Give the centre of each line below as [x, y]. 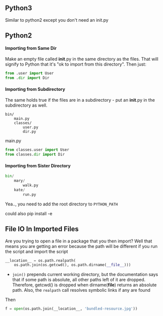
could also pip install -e [29, 213]
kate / [20, 190]
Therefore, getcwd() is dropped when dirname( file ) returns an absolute [84, 285]
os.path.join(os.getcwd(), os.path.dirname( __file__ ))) [73, 265]
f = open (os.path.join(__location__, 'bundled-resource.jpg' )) [71, 309]
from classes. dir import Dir [35, 155]
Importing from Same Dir [31, 48]
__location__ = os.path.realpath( [41, 260]
